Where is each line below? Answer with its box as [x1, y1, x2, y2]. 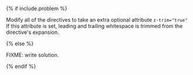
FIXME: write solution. [6, 52, 59, 58]
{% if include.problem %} [6, 5, 67, 12]
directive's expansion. [6, 29, 60, 36]
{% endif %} [6, 63, 36, 70]
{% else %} [6, 40, 34, 47]
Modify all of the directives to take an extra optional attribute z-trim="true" [6, 16, 188, 23]
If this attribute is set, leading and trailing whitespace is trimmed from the [6, 23, 183, 29]
